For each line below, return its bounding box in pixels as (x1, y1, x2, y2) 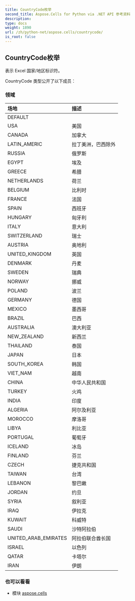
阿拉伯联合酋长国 (71, 535, 111, 541)
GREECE (7, 168, 27, 175)
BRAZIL (7, 315, 25, 322)
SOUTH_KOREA (7, 360, 44, 367)
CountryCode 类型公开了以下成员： (5, 78, 76, 84)
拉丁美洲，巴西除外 (71, 141, 116, 148)
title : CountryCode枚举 (5, 7, 52, 12)
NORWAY (7, 278, 29, 285)
